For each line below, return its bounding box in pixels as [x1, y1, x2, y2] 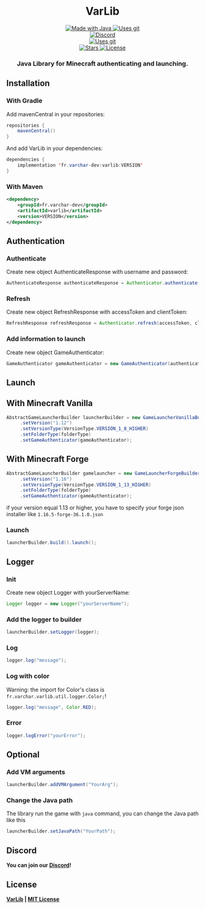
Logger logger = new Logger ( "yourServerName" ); [6, 601, 130, 607]
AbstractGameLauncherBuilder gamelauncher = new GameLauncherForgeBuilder [6, 470, 201, 477]
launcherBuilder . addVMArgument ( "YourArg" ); [6, 782, 119, 788]
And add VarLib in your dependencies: [6, 145, 103, 152]
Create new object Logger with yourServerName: [6, 589, 130, 596]
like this [6, 817, 26, 824]
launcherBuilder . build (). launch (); [6, 540, 97, 546]
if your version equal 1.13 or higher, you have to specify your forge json [6, 504, 184, 511]
